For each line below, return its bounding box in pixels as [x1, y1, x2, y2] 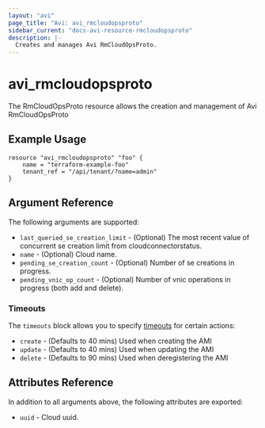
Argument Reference [8, 196, 114, 210]
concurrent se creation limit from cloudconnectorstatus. [19, 241, 203, 250]
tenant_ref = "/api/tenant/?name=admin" [22, 167, 157, 175]
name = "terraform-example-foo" [22, 160, 129, 169]
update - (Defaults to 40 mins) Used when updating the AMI [19, 344, 214, 353]
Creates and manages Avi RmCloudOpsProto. [15, 41, 157, 49]
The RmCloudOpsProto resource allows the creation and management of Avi [8, 101, 257, 111]
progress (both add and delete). [19, 283, 124, 292]
